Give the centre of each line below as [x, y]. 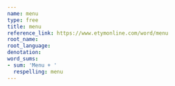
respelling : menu [38, 71]
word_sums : [23, 59]
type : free [23, 20]
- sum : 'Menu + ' [32, 65]
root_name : [23, 40]
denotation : [24, 53]
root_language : [29, 46]
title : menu [24, 26]
